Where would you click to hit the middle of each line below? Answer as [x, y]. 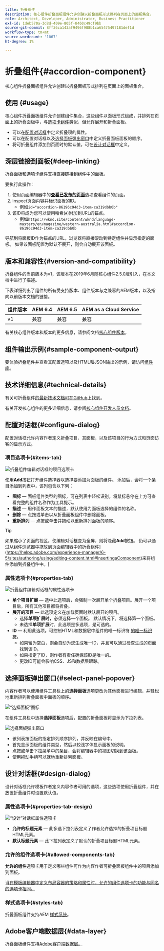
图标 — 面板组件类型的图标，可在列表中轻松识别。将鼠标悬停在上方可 [82, 496]
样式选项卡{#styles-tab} [34, 903]
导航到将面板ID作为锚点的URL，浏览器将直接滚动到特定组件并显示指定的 [78, 238]
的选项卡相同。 [20, 889]
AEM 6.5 [67, 310]
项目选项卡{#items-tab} [33, 458]
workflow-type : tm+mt [27, 32]
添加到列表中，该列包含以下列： [41, 486]
